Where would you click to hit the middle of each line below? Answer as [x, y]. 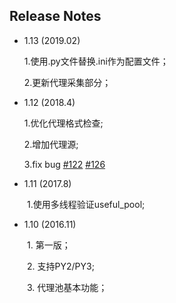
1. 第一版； [48, 245]
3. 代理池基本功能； [67, 287]
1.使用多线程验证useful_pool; [86, 204]
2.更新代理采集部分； [67, 82]
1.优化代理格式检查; [63, 123]
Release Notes [55, 16]
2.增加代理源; [51, 144]
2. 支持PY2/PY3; [60, 266]
